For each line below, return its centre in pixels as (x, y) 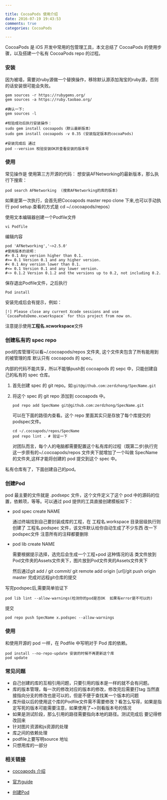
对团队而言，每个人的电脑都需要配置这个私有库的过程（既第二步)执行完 (85, 446)
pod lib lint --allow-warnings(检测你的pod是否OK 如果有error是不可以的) (79, 599)
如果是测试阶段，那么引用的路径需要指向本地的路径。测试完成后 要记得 (85, 714)
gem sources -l (21, 113)
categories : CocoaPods (29, 28)
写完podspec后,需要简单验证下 (37, 588)
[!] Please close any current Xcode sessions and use (62, 312)
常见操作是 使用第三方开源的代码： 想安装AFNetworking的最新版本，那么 (80, 174)
